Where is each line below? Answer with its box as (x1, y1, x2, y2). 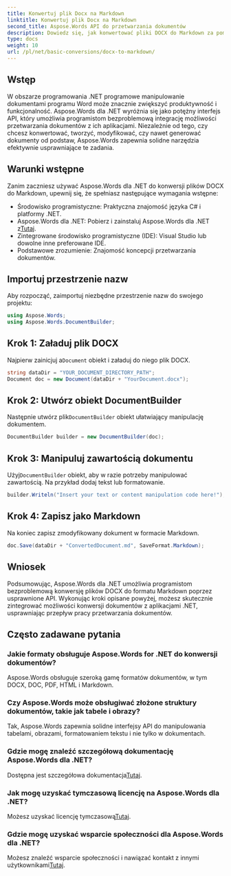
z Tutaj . (16, 224, 36, 233)
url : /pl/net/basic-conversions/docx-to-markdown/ (7, 49, 155, 56)
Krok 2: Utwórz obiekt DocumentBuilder (7, 395, 182, 407)
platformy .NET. (16, 209, 62, 217)
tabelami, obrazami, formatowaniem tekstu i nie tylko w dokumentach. (7, 729, 206, 738)
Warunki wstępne (7, 163, 85, 175)
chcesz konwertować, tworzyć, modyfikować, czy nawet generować (7, 129, 201, 137)
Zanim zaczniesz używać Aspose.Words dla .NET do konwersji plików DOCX (7, 182, 224, 190)
